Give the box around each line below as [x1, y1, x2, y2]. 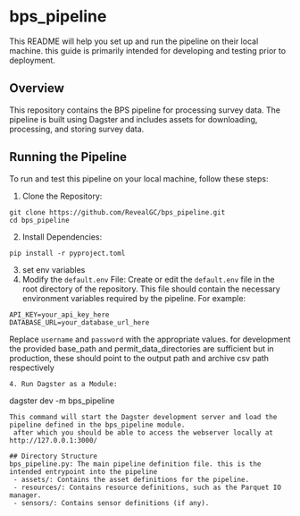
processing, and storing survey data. [9, 123, 145, 134]
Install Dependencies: [21, 231, 103, 242]
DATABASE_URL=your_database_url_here [9, 317, 150, 327]
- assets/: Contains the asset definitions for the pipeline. [12, 475, 250, 484]
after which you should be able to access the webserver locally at [12, 427, 274, 437]
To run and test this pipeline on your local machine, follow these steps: [9, 173, 269, 184]
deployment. [9, 55, 55, 65]
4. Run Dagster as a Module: [9, 379, 118, 388]
